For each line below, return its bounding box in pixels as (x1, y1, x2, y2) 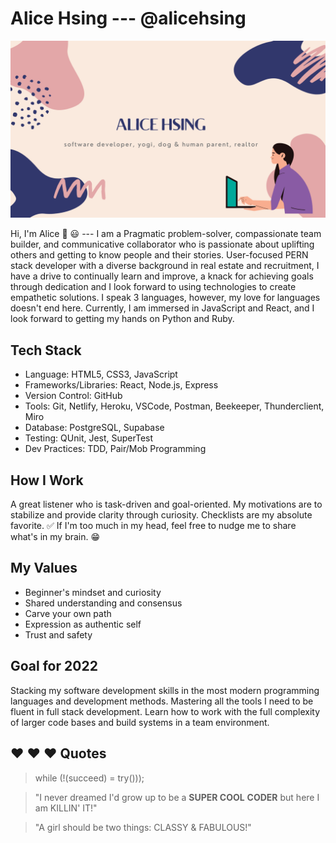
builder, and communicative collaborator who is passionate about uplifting (10, 238, 315, 251)
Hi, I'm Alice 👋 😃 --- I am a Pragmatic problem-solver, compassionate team (10, 228, 322, 240)
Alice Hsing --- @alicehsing (10, 7, 247, 30)
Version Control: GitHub (24, 390, 123, 402)
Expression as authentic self (24, 618, 142, 630)
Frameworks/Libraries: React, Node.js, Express (24, 379, 219, 391)
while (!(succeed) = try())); (34, 772, 145, 784)
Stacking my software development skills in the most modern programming (10, 684, 320, 696)
